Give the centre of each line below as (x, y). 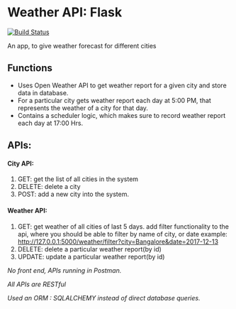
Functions (30, 68)
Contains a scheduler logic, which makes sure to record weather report (122, 115)
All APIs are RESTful (36, 284)
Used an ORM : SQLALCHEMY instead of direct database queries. (104, 298)
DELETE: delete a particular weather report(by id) (89, 249)
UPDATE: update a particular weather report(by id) (91, 256)
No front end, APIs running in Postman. (64, 270)
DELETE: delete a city (49, 187)
